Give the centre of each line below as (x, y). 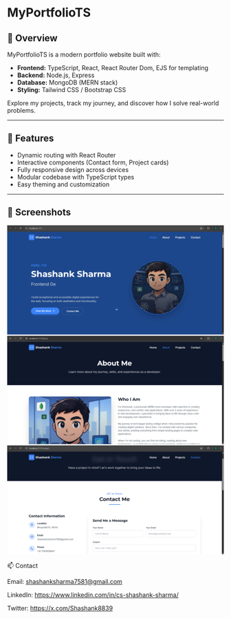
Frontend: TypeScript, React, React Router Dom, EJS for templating (112, 68)
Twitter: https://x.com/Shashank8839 (60, 608)
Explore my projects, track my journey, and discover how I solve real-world (113, 103)
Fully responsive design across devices (73, 169)
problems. (21, 110)
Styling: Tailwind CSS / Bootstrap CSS (71, 90)
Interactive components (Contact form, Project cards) (93, 162)
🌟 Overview (32, 38)
